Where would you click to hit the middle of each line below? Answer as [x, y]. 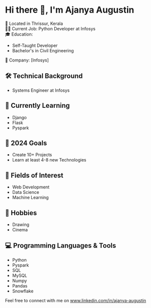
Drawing [21, 225]
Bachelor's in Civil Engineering [43, 50]
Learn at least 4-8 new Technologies [49, 160]
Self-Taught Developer [35, 45]
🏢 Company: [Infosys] [27, 60]
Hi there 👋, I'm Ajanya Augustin [70, 10]
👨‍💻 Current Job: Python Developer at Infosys [50, 28]
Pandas [20, 286]
